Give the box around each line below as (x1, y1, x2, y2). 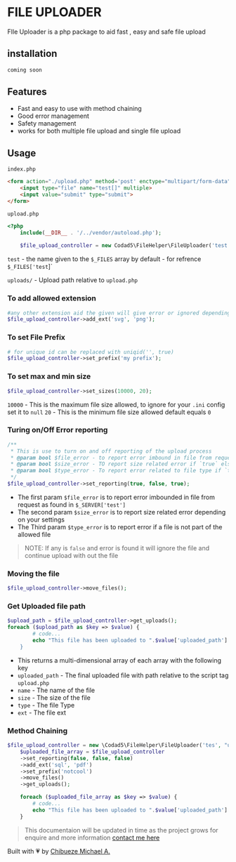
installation (7, 48, 58, 60)
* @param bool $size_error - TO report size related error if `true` (10, 460, 218, 468)
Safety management (17, 119, 77, 128)
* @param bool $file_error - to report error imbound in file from (10, 454, 212, 461)
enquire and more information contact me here (24, 833, 160, 842)
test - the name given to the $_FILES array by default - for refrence (7, 255, 202, 263)
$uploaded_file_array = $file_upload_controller (20, 748, 165, 755)
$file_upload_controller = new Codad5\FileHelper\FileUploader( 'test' (20, 242, 231, 249)
